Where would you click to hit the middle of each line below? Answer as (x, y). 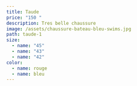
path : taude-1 (24, 35)
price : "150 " (24, 18)
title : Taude (23, 12)
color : (15, 62)
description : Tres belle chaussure (51, 23)
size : (13, 40)
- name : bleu (28, 74)
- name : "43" (28, 51)
